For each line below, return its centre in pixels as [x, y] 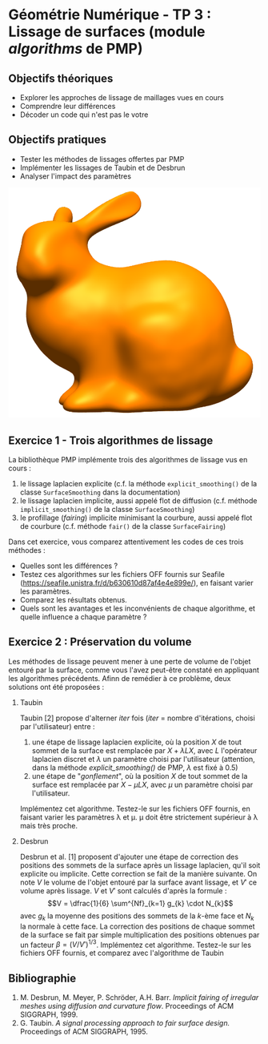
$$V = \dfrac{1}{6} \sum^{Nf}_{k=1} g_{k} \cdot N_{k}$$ [140, 903]
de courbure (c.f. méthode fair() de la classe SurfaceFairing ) [123, 526]
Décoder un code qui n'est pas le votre [84, 115]
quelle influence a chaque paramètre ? [83, 617]
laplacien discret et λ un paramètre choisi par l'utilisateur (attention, [144, 759]
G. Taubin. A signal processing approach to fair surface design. [125, 1023]
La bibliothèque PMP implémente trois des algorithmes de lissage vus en [128, 459]
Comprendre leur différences [68, 106]
